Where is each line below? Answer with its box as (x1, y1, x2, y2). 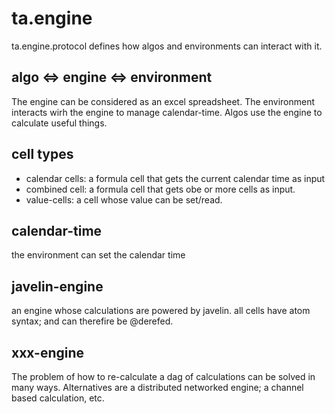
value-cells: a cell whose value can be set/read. (25, 193, 223, 206)
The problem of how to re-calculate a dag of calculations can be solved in (11, 371, 316, 382)
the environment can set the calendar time (11, 249, 186, 261)
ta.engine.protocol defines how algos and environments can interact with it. (11, 40, 323, 52)
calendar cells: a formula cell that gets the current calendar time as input (25, 172, 326, 184)
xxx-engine (11, 344, 85, 361)
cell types (11, 146, 74, 163)
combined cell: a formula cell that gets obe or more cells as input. (25, 183, 296, 195)
